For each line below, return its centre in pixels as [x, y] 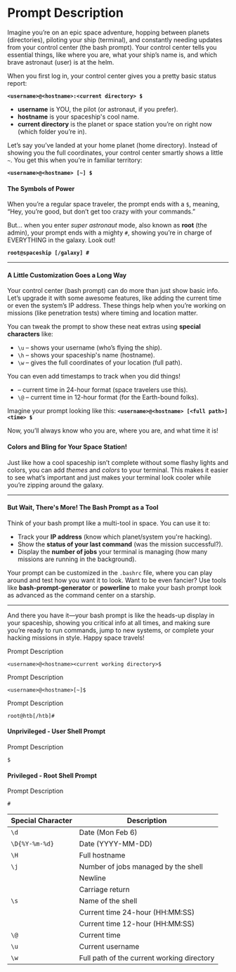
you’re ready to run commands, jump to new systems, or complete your [111, 630]
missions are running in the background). [77, 559]
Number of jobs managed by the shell [141, 867]
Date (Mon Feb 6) [108, 832]
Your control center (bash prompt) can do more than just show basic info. [113, 291]
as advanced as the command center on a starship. [81, 595]
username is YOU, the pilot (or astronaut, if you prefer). [98, 109]
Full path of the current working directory [147, 958]
